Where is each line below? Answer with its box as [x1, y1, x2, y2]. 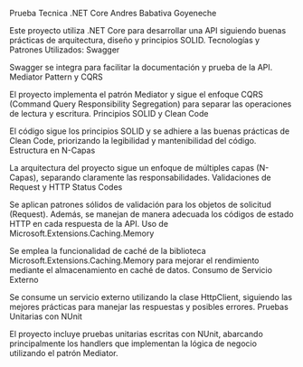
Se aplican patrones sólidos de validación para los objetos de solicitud [9, 199, 271, 210]
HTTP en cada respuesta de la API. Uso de [9, 219, 169, 229]
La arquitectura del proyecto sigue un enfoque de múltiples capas [9, 163, 255, 173]
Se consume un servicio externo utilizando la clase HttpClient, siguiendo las [9, 292, 292, 302]
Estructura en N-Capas [9, 145, 96, 155]
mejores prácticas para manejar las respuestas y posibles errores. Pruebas [9, 302, 289, 312]
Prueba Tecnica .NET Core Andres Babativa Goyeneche [9, 8, 217, 18]
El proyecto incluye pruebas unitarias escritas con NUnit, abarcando [9, 329, 264, 339]
